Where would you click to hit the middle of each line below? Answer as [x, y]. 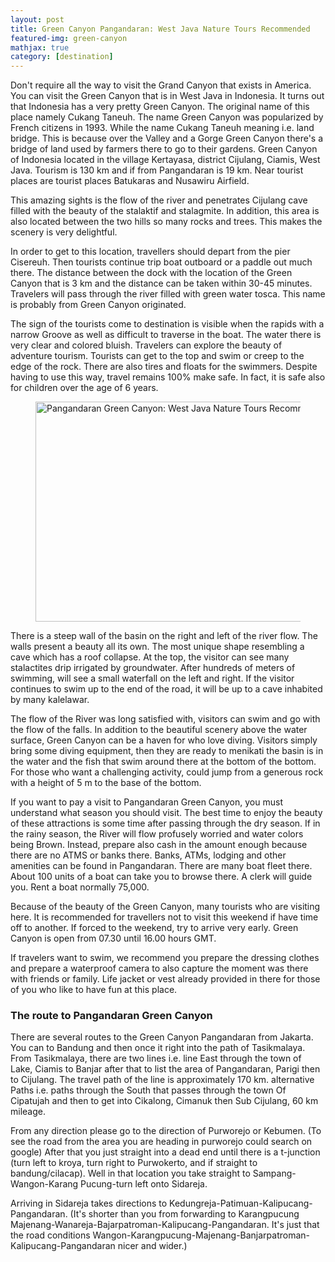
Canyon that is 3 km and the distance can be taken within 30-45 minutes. [161, 283]
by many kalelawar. [50, 700]
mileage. [28, 1112]
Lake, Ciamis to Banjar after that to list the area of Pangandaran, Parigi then [165, 1069]
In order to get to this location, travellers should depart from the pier [150, 252]
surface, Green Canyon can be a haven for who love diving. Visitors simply [164, 740]
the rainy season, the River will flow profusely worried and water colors [157, 834]
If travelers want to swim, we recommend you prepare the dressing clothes [165, 958]
